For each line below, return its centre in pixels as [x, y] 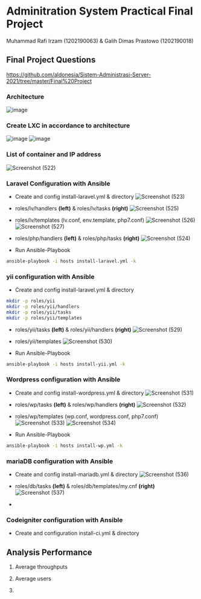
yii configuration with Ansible [50, 276]
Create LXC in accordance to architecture [68, 125]
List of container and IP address [54, 155]
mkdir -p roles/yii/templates [44, 318]
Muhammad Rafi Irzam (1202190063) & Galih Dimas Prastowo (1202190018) [100, 41]
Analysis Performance [49, 552]
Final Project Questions [51, 60]
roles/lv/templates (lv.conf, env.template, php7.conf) [80, 220]
